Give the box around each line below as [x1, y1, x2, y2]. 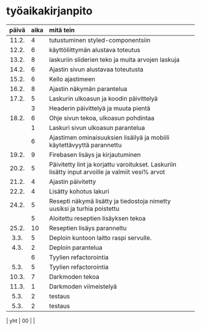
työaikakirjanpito [6, 4, 93, 18]
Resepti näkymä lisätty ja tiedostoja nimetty [48, 196, 171, 205]
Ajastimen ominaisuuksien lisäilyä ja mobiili [48, 133, 169, 141]
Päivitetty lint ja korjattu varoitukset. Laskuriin [48, 160, 176, 168]
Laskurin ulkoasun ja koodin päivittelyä [48, 94, 158, 102]
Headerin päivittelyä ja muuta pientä [48, 104, 151, 112]
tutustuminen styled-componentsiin [48, 36, 151, 44]
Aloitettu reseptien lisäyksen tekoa [48, 214, 146, 222]
